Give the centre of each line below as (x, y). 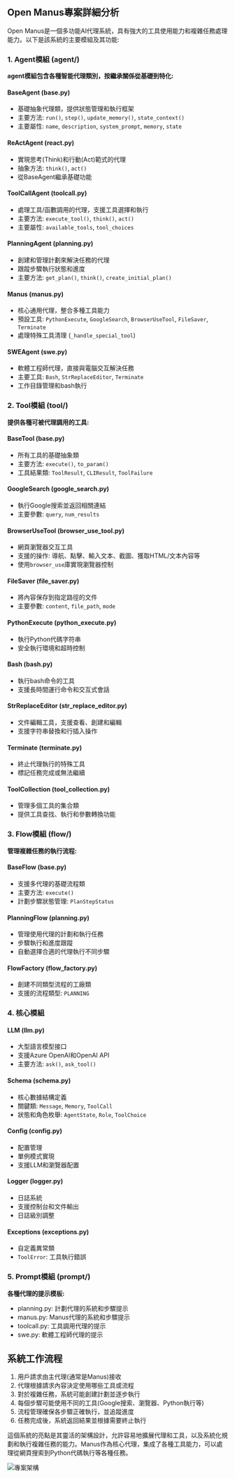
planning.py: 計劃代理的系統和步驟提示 (73, 1308)
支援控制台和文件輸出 (48, 1206)
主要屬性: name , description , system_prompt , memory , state (99, 126)
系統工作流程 (35, 1359)
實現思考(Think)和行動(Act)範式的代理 (72, 159)
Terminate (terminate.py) (45, 747)
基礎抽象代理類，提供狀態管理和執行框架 (76, 109)
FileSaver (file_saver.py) (43, 581)
